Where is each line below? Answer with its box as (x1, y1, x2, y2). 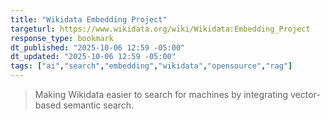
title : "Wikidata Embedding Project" (10, 14, 168, 25)
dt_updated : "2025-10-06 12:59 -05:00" (10, 52, 177, 62)
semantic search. (63, 99, 135, 111)
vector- (289, 89, 321, 100)
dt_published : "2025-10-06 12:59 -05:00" (10, 42, 186, 53)
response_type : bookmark (10, 33, 114, 43)
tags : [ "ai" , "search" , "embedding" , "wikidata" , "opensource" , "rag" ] (10, 61, 293, 71)
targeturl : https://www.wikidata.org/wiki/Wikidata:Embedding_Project (10, 24, 311, 34)
